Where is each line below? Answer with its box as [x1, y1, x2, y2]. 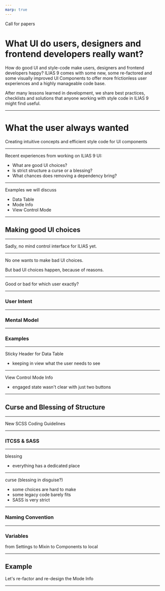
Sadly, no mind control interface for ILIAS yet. [5, 243, 97, 249]
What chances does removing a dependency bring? [12, 173, 117, 179]
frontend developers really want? [5, 48, 144, 60]
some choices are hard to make [12, 487, 76, 493]
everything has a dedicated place [12, 463, 80, 469]
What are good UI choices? [12, 162, 68, 168]
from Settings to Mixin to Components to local [5, 543, 98, 549]
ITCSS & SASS [5, 437, 40, 444]
